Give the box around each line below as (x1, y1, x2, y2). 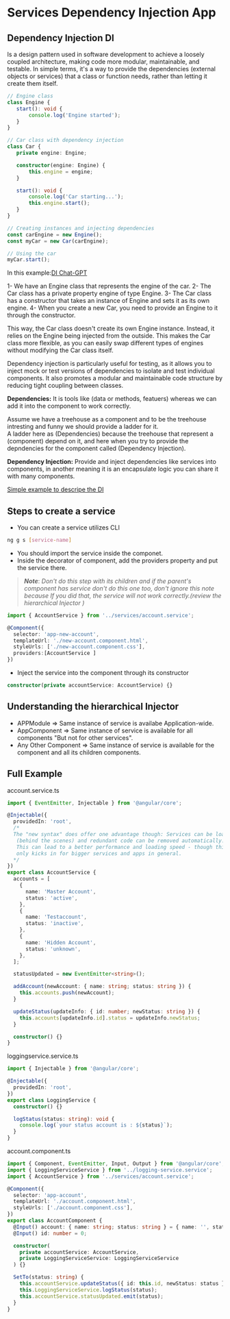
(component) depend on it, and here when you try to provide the (7, 437, 189, 445)
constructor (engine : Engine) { (16, 162, 106, 169)
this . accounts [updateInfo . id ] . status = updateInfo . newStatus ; (19, 1014, 201, 1022)
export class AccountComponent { (7, 1218, 103, 1224)
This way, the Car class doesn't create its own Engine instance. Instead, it (7, 324, 215, 333)
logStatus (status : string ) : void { (13, 1115, 115, 1122)
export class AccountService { (7, 869, 97, 876)
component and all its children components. (16, 748, 142, 756)
